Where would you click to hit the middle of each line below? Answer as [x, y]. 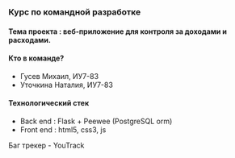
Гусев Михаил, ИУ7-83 [59, 76]
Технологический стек [49, 103]
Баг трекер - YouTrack [46, 145]
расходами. [29, 39]
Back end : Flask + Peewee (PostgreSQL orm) [96, 121]
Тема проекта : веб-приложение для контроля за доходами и [118, 31]
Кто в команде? [36, 58]
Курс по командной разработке [75, 12]
